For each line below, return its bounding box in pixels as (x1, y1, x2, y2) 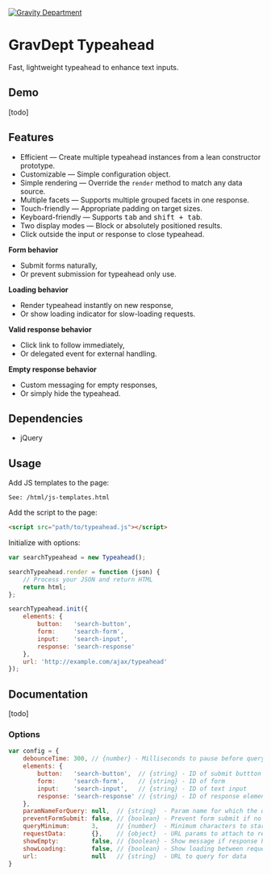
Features (8, 131, 54, 144)
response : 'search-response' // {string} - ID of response (37, 792, 240, 800)
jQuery (19, 433, 43, 443)
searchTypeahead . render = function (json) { (8, 568, 161, 576)
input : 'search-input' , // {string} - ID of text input (37, 785, 248, 793)
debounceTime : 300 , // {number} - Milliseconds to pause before (23, 755, 244, 763)
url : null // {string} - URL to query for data (23, 852, 248, 860)
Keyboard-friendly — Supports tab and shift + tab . (19, 212, 203, 222)
